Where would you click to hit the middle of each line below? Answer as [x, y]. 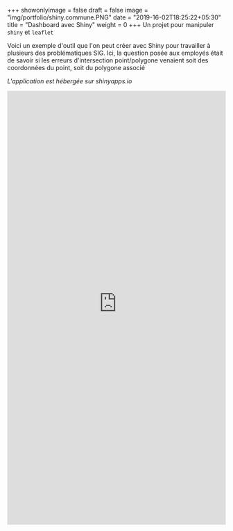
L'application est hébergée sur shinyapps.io [70, 81]
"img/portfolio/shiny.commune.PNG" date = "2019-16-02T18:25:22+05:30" [114, 17]
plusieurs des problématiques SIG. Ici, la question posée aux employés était [115, 53]
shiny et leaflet [31, 32]
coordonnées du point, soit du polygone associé [76, 68]
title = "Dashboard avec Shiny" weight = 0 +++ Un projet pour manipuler [111, 25]
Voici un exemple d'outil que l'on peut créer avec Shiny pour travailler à [109, 45]
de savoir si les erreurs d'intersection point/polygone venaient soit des [108, 60]
